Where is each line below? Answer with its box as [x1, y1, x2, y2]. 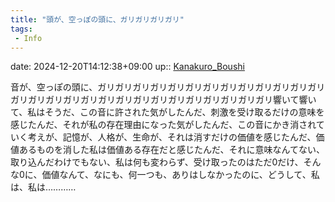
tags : [10, 24, 33, 34]
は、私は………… [10, 181, 77, 193]
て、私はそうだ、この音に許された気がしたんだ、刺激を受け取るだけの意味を [10, 106, 325, 118]
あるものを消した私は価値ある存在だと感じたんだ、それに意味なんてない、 [18, 144, 325, 156]
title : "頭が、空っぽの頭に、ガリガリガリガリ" [10, 14, 185, 25]
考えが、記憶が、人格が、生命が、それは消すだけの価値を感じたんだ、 [27, 131, 317, 143]
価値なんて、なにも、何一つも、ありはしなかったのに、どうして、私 [41, 169, 320, 181]
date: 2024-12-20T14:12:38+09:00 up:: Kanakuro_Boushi [10, 61, 245, 73]
